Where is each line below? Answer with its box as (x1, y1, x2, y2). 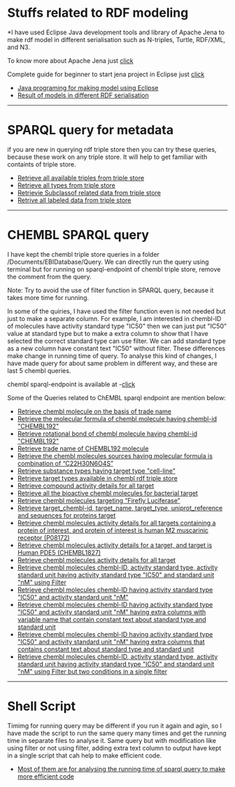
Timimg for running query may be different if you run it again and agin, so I (7, 721, 222, 730)
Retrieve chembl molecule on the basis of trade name (17, 407, 171, 416)
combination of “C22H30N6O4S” (17, 459, 114, 467)
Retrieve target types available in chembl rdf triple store (17, 474, 178, 482)
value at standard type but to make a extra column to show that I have (7, 329, 208, 337)
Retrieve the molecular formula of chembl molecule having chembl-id (17, 414, 218, 423)
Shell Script (7, 698, 76, 714)
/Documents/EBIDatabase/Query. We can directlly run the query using (7, 257, 209, 266)
